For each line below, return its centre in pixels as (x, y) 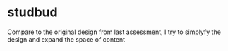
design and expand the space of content (66, 39)
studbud (32, 12)
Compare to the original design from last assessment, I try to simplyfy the (114, 32)
